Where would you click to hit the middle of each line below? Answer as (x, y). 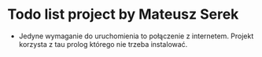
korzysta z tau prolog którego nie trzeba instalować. (103, 44)
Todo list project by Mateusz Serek (123, 14)
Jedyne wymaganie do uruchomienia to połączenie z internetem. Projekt (136, 36)
